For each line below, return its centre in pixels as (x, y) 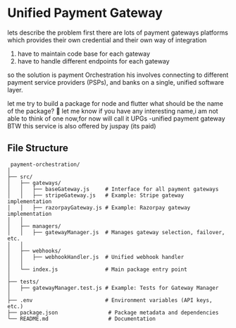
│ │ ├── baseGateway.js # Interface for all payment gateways (113, 189)
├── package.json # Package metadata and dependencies (113, 312)
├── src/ (20, 177)
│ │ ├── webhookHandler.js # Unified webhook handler (96, 257)
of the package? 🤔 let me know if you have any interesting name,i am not (113, 111)
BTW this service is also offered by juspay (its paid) (82, 126)
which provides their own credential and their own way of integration (107, 40)
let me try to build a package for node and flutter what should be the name (115, 103)
